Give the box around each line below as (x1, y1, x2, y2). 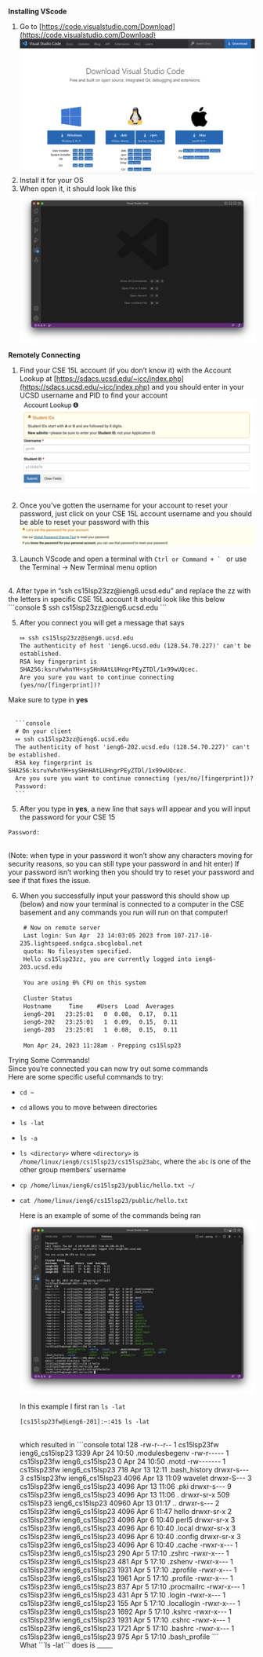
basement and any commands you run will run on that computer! (19, 907, 229, 917)
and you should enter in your (151, 383, 244, 392)
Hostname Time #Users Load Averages (23, 1002, 175, 1010)
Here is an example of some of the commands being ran (19, 1210, 201, 1220)
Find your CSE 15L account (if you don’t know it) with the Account (19, 365, 232, 376)
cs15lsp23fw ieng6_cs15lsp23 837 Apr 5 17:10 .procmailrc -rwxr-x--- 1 (19, 1582, 245, 1592)
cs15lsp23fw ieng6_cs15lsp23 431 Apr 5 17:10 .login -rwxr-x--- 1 (19, 1590, 225, 1600)
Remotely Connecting (8, 350, 81, 360)
